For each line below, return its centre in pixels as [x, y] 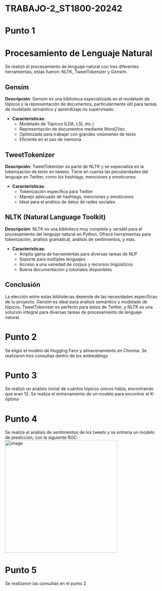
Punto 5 [21, 570]
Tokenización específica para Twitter [56, 191]
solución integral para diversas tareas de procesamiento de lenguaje [73, 312]
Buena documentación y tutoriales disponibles [66, 269]
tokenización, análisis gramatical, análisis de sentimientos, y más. [70, 239]
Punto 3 [21, 375]
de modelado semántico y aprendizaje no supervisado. [60, 109]
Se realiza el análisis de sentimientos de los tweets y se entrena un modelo [80, 433]
